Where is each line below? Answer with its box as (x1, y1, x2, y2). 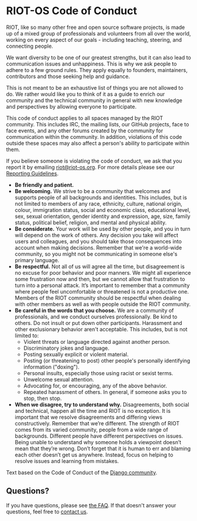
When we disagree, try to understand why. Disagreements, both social (14, 400, 190, 408)
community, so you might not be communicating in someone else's (14, 250, 178, 258)
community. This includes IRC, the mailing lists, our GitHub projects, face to (6, 121, 189, 128)
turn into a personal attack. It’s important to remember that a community (14, 282, 190, 289)
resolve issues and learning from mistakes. (14, 457, 119, 464)
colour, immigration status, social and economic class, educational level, (14, 206, 191, 213)
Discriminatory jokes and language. (23, 344, 110, 351)
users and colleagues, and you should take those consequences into (14, 237, 182, 245)
